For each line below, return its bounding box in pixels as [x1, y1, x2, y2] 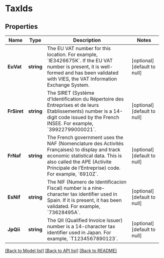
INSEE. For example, [47, 120, 94, 127]
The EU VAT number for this [47, 45, 111, 52]
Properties [5, 22, 38, 31]
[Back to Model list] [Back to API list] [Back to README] [5, 248, 117, 254]
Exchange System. [47, 81, 90, 88]
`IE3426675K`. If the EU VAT [47, 57, 113, 64]
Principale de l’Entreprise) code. [47, 164, 121, 171]
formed [47, 69, 64, 76]
